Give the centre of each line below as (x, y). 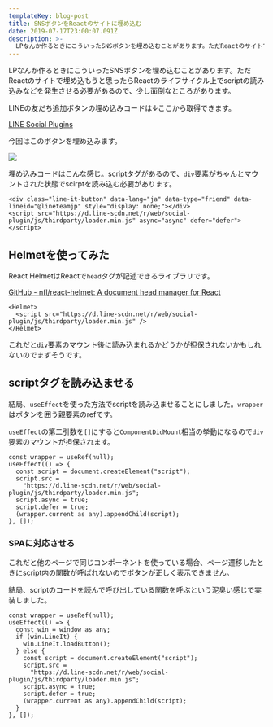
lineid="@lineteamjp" (45, 207)
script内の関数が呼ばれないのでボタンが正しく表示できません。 (128, 573)
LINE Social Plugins (41, 125)
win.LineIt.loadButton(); (67, 644)
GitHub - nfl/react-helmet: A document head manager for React (115, 292)
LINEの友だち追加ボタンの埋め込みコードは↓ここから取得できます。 (122, 108)
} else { (30, 651)
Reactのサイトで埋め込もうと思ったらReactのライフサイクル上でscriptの (129, 81)
